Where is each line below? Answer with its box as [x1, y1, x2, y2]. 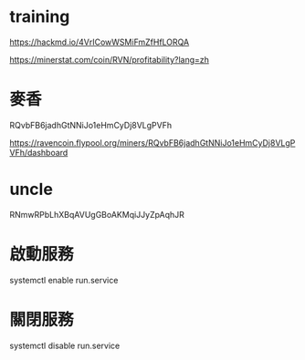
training [9, 6, 70, 27]
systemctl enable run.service [9, 274, 119, 285]
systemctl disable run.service [9, 340, 121, 351]
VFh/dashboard [9, 147, 68, 158]
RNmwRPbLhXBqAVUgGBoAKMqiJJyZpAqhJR [9, 209, 185, 220]
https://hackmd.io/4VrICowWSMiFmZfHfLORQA [9, 36, 190, 47]
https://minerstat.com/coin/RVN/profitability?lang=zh [9, 54, 210, 65]
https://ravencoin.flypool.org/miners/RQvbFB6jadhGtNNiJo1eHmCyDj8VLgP [9, 137, 296, 148]
